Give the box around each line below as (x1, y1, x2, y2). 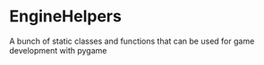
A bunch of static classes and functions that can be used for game (9, 36, 255, 46)
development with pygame (9, 45, 107, 55)
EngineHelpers (9, 6, 123, 27)
